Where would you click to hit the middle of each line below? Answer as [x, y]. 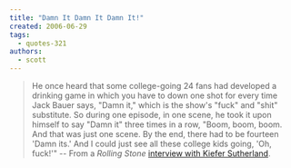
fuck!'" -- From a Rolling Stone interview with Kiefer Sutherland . [151, 153]
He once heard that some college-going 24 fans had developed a [154, 86]
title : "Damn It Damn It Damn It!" [77, 18]
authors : [26, 52]
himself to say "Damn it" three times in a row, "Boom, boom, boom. [157, 124]
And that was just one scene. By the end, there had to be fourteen [155, 134]
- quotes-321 [42, 43]
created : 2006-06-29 [49, 26]
